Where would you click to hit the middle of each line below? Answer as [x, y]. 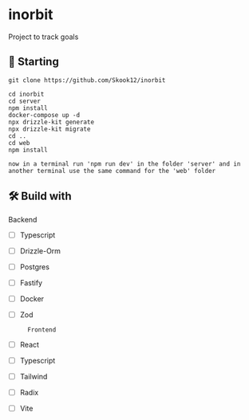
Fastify [31, 283]
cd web [19, 143]
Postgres [35, 267]
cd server [25, 101]
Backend [23, 219]
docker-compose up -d [44, 115]
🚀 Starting [34, 62]
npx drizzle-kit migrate [49, 129]
